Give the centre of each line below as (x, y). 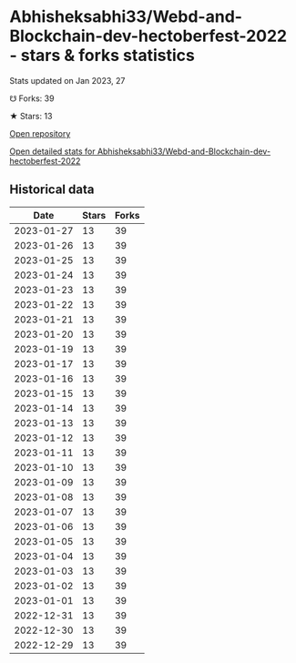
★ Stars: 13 (31, 116)
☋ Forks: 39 (32, 98)
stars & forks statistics (108, 56)
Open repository (40, 133)
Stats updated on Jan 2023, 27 (67, 80)
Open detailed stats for (52, 151)
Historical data (52, 190)
